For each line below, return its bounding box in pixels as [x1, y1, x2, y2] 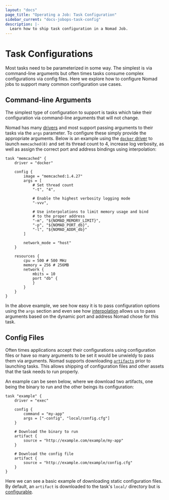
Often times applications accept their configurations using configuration [5, 347, 156, 353]
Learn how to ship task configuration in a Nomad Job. [10, 26, 128, 31]
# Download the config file [14, 451, 74, 456]
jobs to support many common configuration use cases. [5, 81, 122, 87]
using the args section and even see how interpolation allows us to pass [5, 308, 156, 314]
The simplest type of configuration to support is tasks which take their [5, 109, 152, 115]
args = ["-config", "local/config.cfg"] [23, 416, 110, 421]
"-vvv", [32, 200, 49, 206]
